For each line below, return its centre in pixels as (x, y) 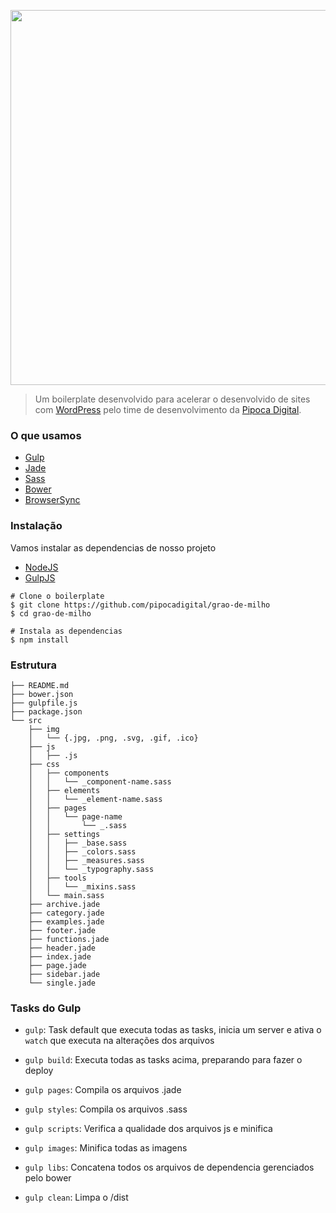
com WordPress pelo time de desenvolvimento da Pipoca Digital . (168, 409)
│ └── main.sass (66, 895)
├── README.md (40, 685)
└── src (26, 720)
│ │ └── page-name (75, 816)
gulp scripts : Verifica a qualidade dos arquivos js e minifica (148, 1129)
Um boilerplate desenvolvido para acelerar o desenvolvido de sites (172, 399)
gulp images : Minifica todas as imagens (106, 1148)
